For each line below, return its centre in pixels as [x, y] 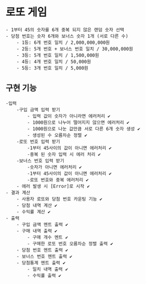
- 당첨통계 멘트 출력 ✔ [41, 263]
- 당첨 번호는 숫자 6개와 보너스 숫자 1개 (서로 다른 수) [67, 36]
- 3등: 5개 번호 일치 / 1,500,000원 [58, 55]
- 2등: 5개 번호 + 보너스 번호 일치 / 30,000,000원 [75, 49]
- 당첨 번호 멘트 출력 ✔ [42, 250]
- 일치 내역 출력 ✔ [48, 269]
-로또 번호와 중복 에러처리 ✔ [58, 180]
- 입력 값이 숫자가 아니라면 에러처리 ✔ [69, 116]
